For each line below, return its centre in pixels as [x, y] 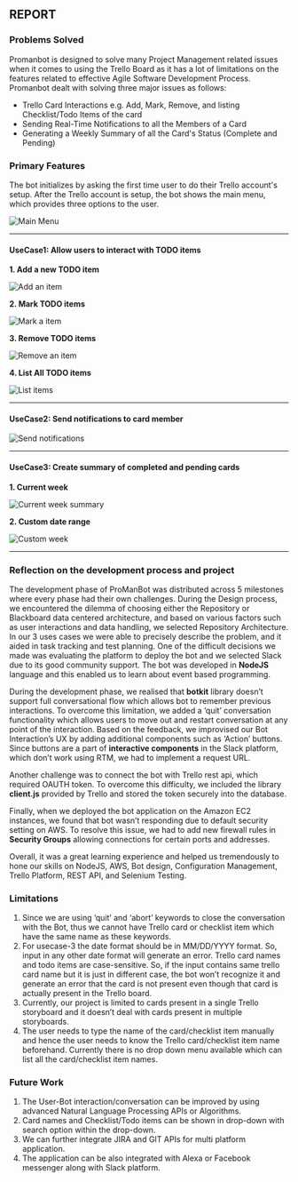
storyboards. [45, 1022]
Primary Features [47, 165]
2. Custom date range [50, 521]
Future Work [36, 1082]
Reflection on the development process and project [122, 570]
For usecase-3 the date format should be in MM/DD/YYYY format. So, [149, 946]
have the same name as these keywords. [96, 937]
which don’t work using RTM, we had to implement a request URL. [130, 757]
